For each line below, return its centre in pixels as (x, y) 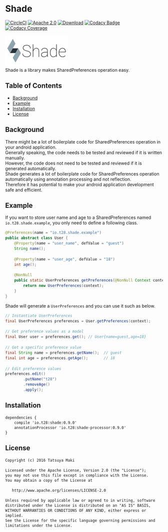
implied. (14, 515)
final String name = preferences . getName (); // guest (63, 353)
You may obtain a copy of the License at (49, 480)
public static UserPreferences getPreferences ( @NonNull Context (82, 281)
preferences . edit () (25, 374)
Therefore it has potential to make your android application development (79, 184)
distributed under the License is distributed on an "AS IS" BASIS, (78, 505)
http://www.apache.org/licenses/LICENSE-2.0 (59, 490)
